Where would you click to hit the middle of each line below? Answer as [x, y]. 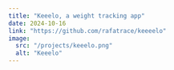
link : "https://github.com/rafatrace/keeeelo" [87, 31]
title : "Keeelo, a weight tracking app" [77, 16]
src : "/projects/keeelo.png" [64, 46]
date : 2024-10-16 [37, 23]
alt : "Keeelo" [39, 53]
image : [19, 38]
